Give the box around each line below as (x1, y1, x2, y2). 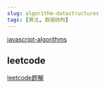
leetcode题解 (7, 74, 44, 82)
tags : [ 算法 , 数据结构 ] (7, 16, 69, 23)
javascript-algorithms (7, 35, 67, 43)
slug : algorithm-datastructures (7, 10, 99, 17)
